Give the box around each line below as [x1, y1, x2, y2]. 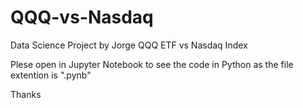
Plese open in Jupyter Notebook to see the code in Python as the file [10, 58, 294, 70]
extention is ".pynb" [10, 69, 92, 81]
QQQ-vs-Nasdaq [10, 6, 154, 29]
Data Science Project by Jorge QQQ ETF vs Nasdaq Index [10, 39, 248, 51]
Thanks [10, 88, 42, 100]
